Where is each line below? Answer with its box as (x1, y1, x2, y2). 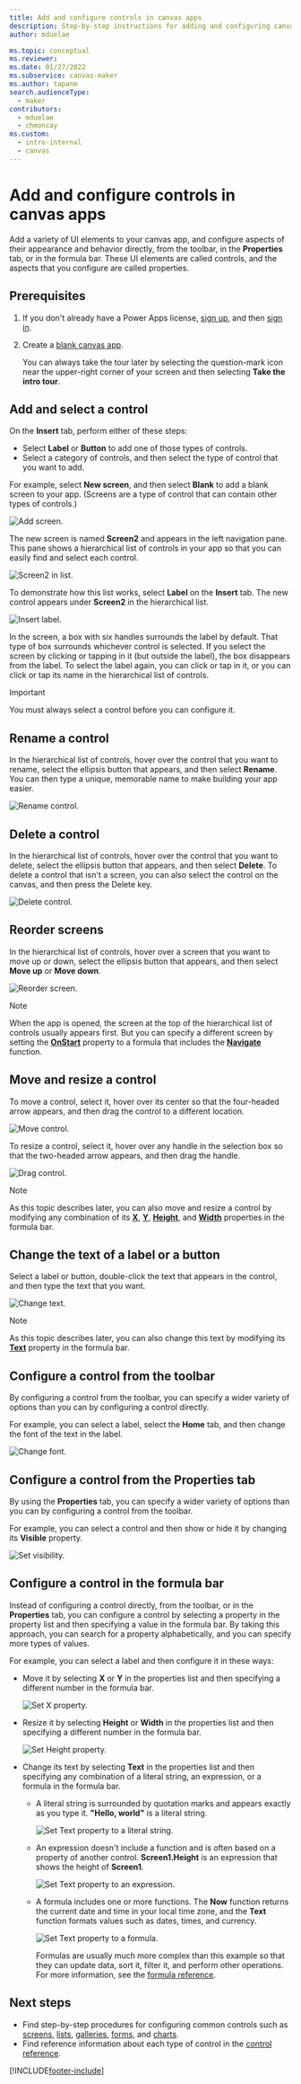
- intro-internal (17, 138, 82, 147)
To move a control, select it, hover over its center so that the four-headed (9, 1096, 279, 1107)
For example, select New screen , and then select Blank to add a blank (9, 480, 269, 490)
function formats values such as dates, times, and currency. (35, 1915, 257, 1926)
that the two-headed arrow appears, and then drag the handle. (9, 1150, 241, 1161)
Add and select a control (9, 402, 149, 417)
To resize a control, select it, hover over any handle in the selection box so (9, 1140, 284, 1151)
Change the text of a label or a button (9, 1247, 221, 1262)
